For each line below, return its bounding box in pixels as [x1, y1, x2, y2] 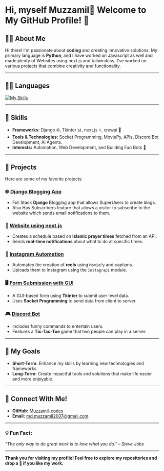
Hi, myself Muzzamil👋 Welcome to [5, 4, 146, 16]
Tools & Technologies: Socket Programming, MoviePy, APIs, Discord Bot [12, 134, 159, 140]
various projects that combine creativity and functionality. [5, 63, 121, 69]
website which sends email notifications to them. [12, 210, 111, 216]
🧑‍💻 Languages [5, 82, 50, 90]
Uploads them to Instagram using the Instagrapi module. [12, 267, 127, 273]
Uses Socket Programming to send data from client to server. [12, 297, 137, 303]
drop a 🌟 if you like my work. [5, 460, 63, 466]
